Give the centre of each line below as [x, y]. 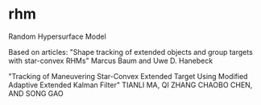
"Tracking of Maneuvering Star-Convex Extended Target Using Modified [128, 76]
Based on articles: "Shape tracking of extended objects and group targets [131, 52]
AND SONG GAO [36, 93]
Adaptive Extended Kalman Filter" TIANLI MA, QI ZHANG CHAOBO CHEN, [130, 85]
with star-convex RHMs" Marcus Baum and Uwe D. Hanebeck [111, 61]
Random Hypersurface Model [57, 36]
